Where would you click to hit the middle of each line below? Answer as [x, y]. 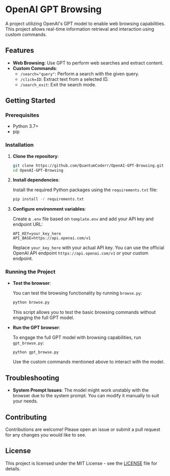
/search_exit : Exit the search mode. [58, 84]
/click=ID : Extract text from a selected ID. [64, 79]
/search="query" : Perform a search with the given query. [80, 74]
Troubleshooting [32, 378]
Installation [20, 145]
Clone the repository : [36, 156]
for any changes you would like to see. [46, 435]
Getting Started [30, 101]
